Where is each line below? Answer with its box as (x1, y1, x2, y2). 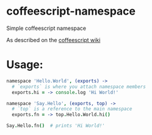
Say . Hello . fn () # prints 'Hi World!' (6, 123, 105, 129)
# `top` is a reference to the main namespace (12, 106, 132, 112)
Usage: (6, 58, 44, 71)
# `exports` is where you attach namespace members (12, 84, 147, 90)
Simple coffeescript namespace (6, 24, 87, 32)
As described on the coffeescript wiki (6, 36, 101, 43)
